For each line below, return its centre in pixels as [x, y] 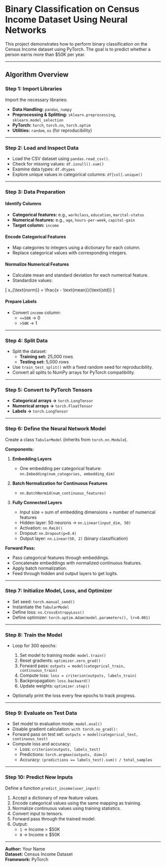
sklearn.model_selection [38, 120]
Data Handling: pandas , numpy [42, 109]
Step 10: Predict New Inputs [39, 777]
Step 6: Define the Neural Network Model [56, 429]
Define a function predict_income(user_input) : [53, 788]
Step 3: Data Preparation [35, 192]
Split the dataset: [29, 351]
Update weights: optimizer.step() [55, 686]
